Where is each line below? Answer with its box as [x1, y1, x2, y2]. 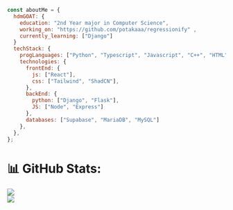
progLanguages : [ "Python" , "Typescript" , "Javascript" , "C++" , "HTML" [19, 52, 228, 59]
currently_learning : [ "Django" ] [19, 32, 113, 40]
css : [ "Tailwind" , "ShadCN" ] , [32, 77, 119, 85]
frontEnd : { [25, 65, 60, 72]
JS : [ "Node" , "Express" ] [32, 104, 104, 111]
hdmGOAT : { [13, 13, 45, 20]
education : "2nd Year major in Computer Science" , [19, 19, 169, 26]
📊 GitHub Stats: [7, 161, 102, 177]
